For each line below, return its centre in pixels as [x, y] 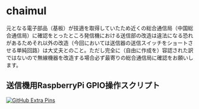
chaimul [26, 11]
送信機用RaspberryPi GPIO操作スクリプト [83, 86]
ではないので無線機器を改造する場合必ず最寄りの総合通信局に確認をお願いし [100, 57]
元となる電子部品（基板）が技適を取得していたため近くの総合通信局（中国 [97, 28]
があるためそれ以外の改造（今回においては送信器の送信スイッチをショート [97, 43]
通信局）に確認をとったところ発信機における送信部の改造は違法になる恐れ [102, 35]
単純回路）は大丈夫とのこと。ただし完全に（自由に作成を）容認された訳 [105, 50]
